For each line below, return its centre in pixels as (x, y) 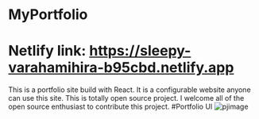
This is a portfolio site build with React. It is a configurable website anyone (130, 90)
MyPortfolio (48, 15)
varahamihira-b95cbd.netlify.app (121, 68)
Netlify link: (47, 51)
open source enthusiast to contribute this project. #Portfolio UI (110, 107)
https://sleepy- (140, 51)
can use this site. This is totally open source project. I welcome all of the (126, 98)
